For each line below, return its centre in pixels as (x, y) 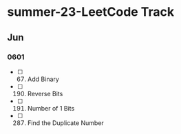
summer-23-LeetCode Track (90, 12)
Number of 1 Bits (51, 108)
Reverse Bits (45, 93)
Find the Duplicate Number (66, 123)
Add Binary (43, 79)
